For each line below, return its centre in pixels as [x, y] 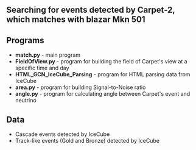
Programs [25, 40]
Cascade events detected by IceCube [62, 134]
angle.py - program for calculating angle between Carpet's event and [103, 94]
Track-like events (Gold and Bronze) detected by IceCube [87, 141]
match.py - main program [48, 55]
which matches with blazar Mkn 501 [76, 20]
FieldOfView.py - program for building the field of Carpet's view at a [101, 62]
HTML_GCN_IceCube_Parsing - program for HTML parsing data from [103, 74]
